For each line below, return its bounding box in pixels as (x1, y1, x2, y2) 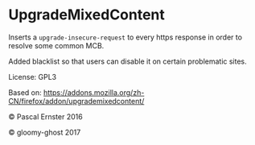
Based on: (8, 87, 42, 97)
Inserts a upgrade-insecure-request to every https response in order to (8, 32, 243, 42)
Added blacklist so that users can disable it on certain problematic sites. (8, 56, 247, 66)
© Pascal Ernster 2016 (8, 111, 83, 122)
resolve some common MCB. (8, 40, 105, 50)
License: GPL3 (8, 72, 57, 81)
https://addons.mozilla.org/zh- (43, 87, 145, 97)
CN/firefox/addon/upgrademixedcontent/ (8, 96, 145, 106)
